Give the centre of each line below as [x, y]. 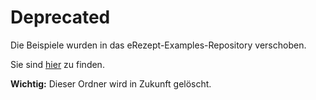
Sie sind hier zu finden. [57, 64]
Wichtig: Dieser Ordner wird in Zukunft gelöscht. [111, 83]
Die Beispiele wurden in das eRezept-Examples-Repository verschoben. [158, 45]
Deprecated [60, 17]
